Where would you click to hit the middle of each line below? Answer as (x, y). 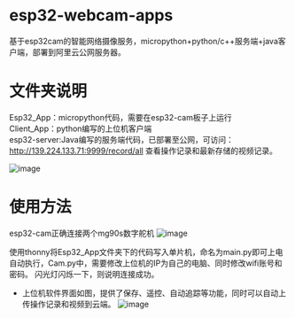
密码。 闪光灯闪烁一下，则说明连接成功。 (84, 274)
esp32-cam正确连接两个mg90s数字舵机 (82, 233)
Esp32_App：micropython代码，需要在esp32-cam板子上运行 (120, 117)
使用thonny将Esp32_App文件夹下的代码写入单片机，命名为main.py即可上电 (146, 252)
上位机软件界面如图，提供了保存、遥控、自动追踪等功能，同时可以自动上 (154, 292)
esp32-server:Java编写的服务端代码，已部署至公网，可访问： (122, 139)
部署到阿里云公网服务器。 (79, 52)
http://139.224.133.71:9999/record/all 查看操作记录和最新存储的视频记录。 (143, 151)
